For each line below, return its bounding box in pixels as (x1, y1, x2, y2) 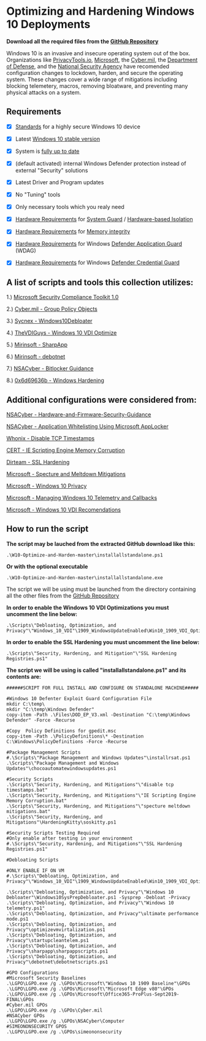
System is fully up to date (15, 147, 80, 155)
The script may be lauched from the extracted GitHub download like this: (6, 540, 196, 547)
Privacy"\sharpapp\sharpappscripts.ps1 (6, 948, 109, 954)
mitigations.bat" (6, 808, 51, 814)
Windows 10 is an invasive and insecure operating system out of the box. (6, 49, 191, 57)
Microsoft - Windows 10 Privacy (6, 482, 87, 489)
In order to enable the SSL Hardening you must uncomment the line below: (6, 638, 200, 645)
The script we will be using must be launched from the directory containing (6, 585, 196, 593)
